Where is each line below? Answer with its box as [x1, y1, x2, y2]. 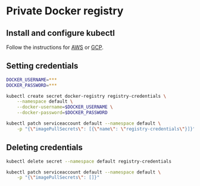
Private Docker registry [6, 4, 124, 18]
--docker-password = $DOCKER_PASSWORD [17, 110, 108, 116]
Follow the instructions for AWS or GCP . [6, 44, 104, 51]
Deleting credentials [6, 142, 83, 153]
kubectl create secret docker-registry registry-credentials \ [6, 93, 167, 99]
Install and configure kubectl [6, 28, 115, 38]
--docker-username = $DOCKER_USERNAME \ [17, 104, 113, 110]
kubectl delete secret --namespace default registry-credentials [6, 158, 171, 165]
